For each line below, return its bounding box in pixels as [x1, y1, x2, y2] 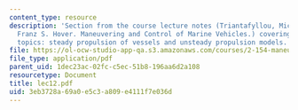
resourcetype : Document [9, 71, 98, 80]
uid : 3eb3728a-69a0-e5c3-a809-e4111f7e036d [9, 87, 173, 96]
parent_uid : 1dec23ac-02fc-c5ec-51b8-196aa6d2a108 [9, 63, 200, 72]
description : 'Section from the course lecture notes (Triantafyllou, [9, 21, 276, 30]
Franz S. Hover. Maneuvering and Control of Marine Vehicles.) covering [17, 29, 292, 38]
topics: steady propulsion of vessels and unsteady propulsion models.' [17, 37, 292, 47]
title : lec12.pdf [9, 79, 74, 88]
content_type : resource [9, 12, 98, 22]
